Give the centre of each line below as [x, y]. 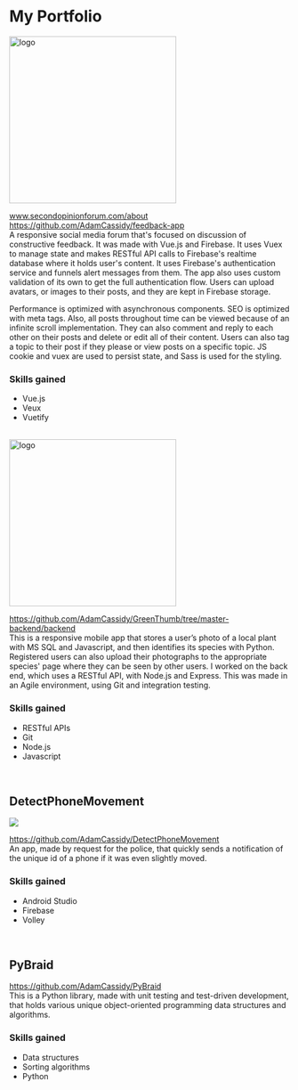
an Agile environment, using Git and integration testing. [110, 685]
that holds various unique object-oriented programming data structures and [148, 1005]
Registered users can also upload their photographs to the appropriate [138, 657]
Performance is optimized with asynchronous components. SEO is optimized [149, 308]
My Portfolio [56, 16]
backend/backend [42, 629]
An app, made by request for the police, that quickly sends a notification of [146, 849]
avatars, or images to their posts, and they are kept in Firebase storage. [140, 291]
